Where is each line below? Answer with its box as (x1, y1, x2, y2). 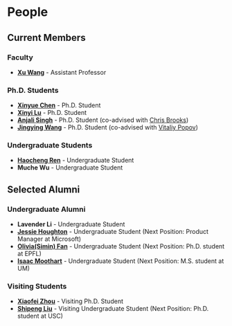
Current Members (7, 32, 86, 44)
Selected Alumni (7, 183, 80, 195)
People (7, 4, 48, 20)
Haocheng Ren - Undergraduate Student (17, 156, 134, 165)
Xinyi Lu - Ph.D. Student (17, 109, 87, 117)
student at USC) (17, 312, 64, 320)
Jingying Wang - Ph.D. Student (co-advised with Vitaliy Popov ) (17, 123, 199, 132)
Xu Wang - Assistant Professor (17, 68, 107, 76)
